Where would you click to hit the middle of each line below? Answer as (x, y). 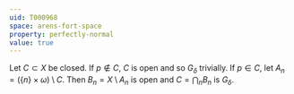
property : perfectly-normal (62, 34)
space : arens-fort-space (56, 26)
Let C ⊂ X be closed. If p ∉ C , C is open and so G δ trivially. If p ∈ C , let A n (147, 69)
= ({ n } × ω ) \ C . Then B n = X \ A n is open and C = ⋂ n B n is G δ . (122, 81)
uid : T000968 (34, 17)
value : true (31, 43)
